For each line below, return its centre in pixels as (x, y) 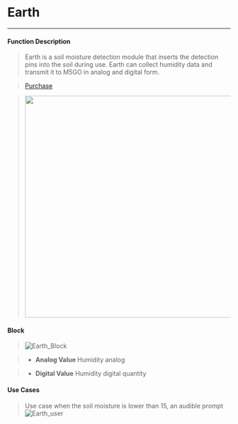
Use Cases (24, 390)
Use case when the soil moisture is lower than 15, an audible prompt (124, 406)
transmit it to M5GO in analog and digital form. (92, 72)
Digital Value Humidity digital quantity (91, 374)
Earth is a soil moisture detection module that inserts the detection (121, 57)
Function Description (39, 41)
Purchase (39, 86)
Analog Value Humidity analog (80, 360)
